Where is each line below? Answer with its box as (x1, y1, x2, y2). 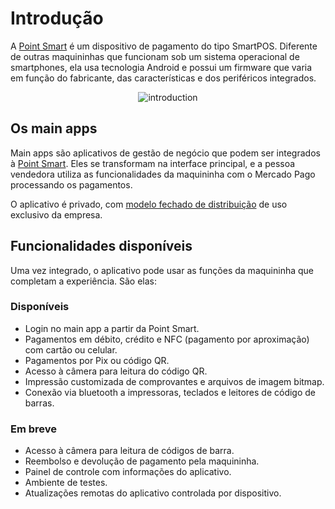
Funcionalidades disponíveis (10, 238, 193, 255)
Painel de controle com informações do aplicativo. (24, 466, 232, 478)
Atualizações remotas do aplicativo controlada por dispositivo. (24, 487, 282, 499)
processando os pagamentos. (10, 178, 133, 191)
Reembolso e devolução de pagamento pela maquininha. (24, 455, 260, 467)
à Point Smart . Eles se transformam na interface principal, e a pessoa (10, 157, 296, 169)
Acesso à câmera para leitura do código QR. (24, 365, 208, 377)
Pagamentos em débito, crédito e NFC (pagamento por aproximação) (24, 333, 310, 345)
